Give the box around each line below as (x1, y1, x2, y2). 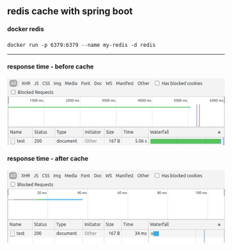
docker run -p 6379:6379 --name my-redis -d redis (7, 41, 156, 48)
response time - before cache (7, 62, 95, 71)
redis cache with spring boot (7, 6, 133, 17)
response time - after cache (7, 155, 88, 163)
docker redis (7, 24, 44, 33)
